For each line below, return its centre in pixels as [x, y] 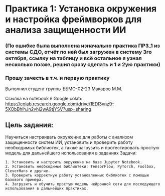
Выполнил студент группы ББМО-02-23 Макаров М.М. [64, 89]
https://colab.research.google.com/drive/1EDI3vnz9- [60, 104]
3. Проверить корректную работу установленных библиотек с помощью [77, 175]
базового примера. [24, 180]
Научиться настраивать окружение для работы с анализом [69, 137]
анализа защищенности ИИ [66, 30]
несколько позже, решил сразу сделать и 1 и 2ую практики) [83, 65]
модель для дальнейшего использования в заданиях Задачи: [71, 153]
